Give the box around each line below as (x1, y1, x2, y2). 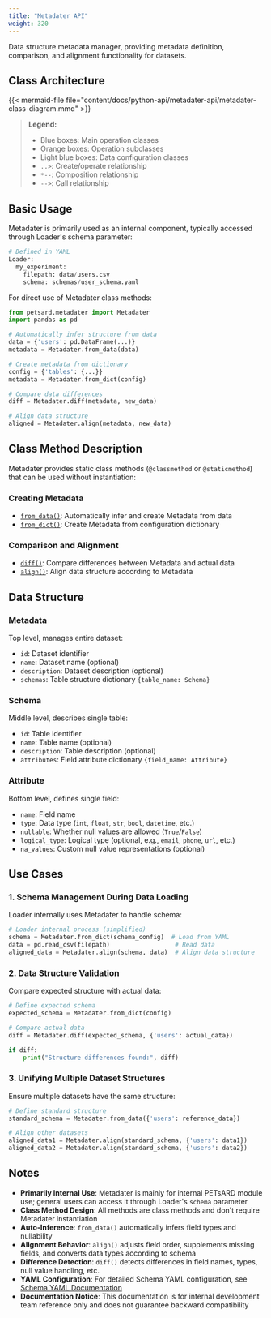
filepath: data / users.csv (23, 270, 111, 278)
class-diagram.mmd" (8, 104, 78, 114)
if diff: (8, 1045, 38, 1054)
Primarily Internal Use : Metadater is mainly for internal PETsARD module (19, 1187, 263, 1197)
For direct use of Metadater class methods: (8, 293, 152, 303)
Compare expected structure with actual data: (8, 986, 162, 996)
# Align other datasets (8, 1129, 89, 1137)
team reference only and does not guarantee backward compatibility (19, 1299, 249, 1310)
